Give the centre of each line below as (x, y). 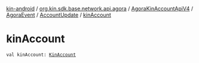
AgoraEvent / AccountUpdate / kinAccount (59, 15)
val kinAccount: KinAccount (41, 55)
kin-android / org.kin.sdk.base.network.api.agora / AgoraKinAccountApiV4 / (99, 9)
